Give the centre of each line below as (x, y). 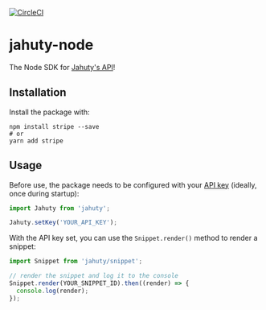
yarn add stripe (36, 141)
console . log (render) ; (53, 291)
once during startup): (44, 193)
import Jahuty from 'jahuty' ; (60, 208)
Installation (38, 93)
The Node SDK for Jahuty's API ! (62, 67)
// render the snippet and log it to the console (94, 276)
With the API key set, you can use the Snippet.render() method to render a (133, 238)
